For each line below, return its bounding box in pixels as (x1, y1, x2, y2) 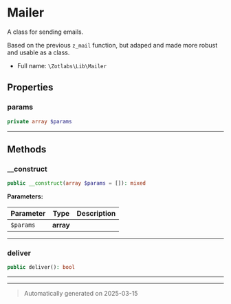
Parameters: (7, 192, 43, 201)
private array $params (7, 118, 72, 125)
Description (76, 209, 116, 219)
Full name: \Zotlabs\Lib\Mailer (16, 61, 107, 70)
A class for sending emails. (7, 28, 84, 36)
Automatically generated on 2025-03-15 (23, 290, 138, 298)
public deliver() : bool (7, 264, 76, 271)
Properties (7, 81, 54, 94)
